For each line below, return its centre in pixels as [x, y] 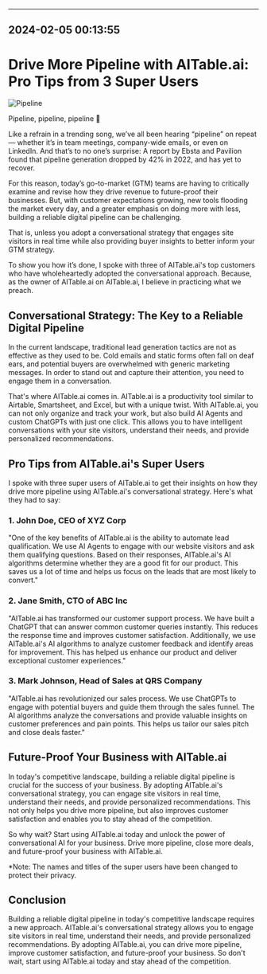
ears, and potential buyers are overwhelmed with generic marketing [119, 364]
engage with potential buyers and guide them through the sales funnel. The [132, 706]
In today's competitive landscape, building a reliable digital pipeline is [122, 776]
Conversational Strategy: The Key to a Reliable [126, 315]
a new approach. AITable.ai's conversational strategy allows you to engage [131, 928]
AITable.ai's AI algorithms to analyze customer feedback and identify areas [131, 643]
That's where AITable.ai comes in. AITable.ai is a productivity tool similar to [131, 397]
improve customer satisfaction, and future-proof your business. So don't [127, 953]
